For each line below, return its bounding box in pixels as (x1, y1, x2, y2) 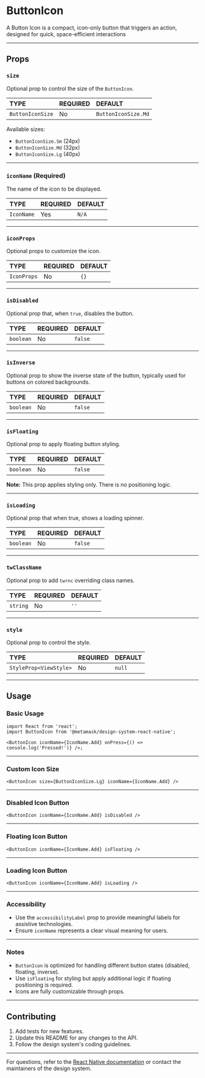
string (9, 602, 29, 609)
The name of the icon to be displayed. (6, 185, 102, 192)
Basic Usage (6, 709, 45, 718)
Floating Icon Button (6, 832, 68, 841)
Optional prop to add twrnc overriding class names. (6, 577, 135, 584)
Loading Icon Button (6, 866, 68, 875)
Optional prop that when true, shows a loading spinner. (6, 514, 145, 522)
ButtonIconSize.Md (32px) (15, 143, 81, 151)
